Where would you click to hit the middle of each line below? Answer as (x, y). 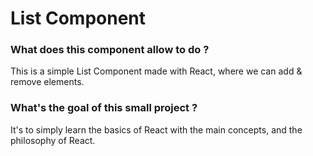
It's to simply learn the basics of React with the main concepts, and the (156, 129)
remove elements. (47, 82)
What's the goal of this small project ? (104, 108)
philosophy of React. (53, 140)
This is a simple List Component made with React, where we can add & (156, 71)
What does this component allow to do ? (110, 50)
